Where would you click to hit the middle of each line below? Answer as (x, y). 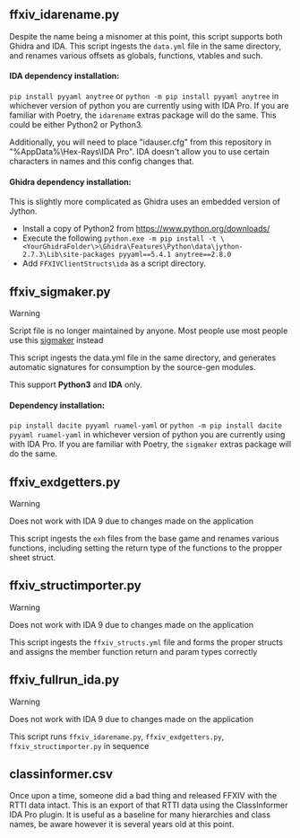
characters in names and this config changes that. (102, 162)
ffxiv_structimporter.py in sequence (79, 745)
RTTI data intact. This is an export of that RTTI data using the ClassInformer (149, 805)
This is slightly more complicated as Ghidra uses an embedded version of (145, 202)
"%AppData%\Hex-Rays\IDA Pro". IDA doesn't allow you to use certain (140, 152)
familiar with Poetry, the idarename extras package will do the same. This (143, 115)
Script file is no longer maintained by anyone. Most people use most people (149, 331)
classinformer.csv (61, 775)
